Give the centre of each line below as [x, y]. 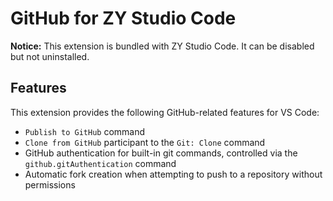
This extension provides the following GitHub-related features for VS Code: [165, 112]
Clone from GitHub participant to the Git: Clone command [145, 142]
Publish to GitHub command [85, 131]
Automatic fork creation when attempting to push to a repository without [173, 174]
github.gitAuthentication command [100, 163]
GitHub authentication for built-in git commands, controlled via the [161, 153]
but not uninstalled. [50, 56]
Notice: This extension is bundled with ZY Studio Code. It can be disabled [162, 46]
